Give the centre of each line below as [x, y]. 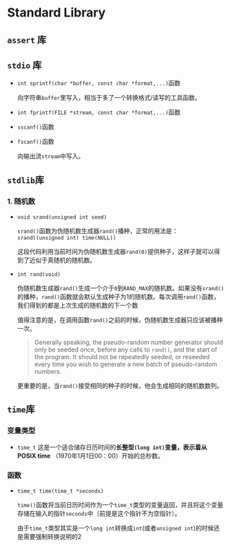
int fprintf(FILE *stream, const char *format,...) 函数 [99, 112]
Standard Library [56, 13]
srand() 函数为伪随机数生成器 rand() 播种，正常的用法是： [97, 231]
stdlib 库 [26, 180]
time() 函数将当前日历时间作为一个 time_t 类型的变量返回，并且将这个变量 [120, 505]
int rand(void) [39, 275]
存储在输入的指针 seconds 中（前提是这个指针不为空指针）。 [99, 513]
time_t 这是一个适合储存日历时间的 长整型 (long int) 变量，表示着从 [112, 447]
